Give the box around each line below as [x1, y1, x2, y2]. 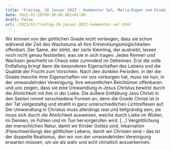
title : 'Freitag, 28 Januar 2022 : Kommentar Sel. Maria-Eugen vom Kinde [5, 7, 166, 13]
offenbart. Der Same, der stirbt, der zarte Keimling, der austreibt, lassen [5, 47, 157, 53]
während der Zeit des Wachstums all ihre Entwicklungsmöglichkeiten [5, 41, 151, 48]
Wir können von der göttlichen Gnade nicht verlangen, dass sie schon [5, 36, 153, 42]
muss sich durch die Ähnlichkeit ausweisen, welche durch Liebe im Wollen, [5, 112, 163, 118]
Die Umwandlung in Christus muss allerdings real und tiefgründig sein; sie [5, 106, 161, 113]
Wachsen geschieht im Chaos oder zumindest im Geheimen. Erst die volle [5, 57, 161, 64]
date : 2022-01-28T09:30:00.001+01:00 [5, 12, 86, 17]
